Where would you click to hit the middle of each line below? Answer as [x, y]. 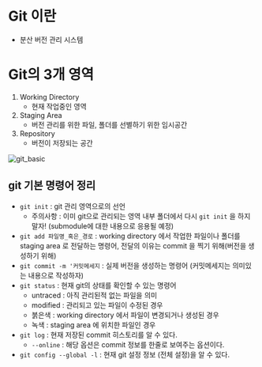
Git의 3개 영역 [51, 75]
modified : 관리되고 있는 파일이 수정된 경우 [97, 305]
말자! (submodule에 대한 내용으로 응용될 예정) [103, 225]
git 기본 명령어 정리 [52, 185]
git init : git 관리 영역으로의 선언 [73, 206]
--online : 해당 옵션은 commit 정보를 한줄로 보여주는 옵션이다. [128, 344]
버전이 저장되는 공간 [62, 142]
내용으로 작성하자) [56, 275]
